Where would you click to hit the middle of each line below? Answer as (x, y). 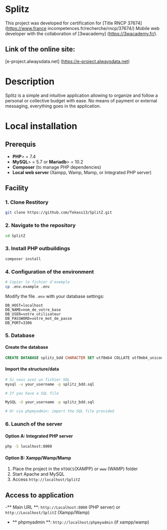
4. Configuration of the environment (50, 271)
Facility (17, 188)
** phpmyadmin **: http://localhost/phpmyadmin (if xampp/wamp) (81, 522)
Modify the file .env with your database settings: (55, 296)
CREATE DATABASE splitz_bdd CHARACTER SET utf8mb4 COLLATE (68, 358)
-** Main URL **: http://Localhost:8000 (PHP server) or (63, 507)
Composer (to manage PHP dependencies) (57, 167)
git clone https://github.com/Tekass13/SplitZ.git (59, 213)
